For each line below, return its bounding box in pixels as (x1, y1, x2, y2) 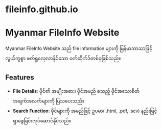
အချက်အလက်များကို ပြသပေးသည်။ (12, 98, 85, 104)
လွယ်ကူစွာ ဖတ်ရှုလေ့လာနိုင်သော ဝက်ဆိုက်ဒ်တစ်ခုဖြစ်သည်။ (5, 55, 121, 62)
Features (5, 73, 34, 82)
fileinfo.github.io (5, 4, 78, 15)
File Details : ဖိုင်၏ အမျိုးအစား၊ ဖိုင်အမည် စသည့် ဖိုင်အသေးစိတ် (12, 88, 140, 94)
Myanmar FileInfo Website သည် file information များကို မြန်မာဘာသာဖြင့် (5, 45, 153, 51)
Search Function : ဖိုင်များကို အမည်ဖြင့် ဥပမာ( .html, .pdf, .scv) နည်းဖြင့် (12, 108, 157, 114)
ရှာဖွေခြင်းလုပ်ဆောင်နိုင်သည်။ (12, 117, 72, 123)
